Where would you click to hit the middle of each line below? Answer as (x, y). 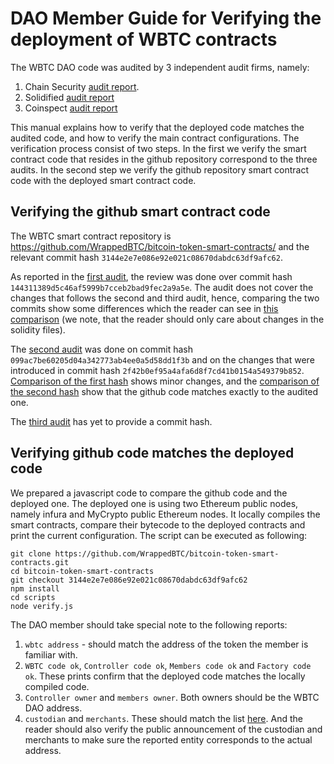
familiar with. (51, 654)
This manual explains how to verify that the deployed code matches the (157, 127)
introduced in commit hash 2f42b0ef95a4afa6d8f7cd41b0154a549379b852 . (157, 370)
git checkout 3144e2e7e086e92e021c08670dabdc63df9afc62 (129, 580)
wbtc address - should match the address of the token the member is (166, 644)
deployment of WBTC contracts (144, 39)
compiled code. (57, 686)
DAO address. (53, 708)
